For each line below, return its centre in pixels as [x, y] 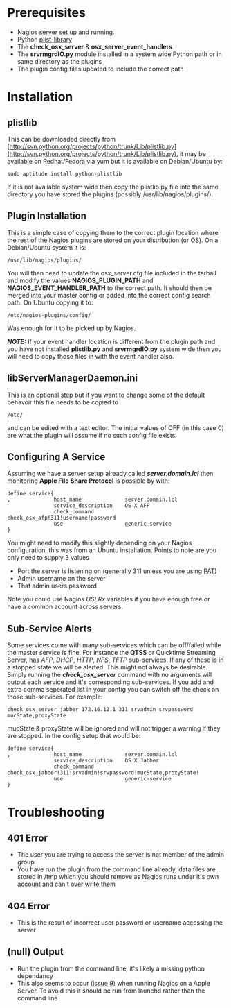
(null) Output [36, 952]
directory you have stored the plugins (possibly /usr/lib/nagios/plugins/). [110, 194]
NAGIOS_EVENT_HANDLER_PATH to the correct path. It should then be [110, 288]
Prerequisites [47, 13]
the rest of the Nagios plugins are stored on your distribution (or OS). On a [113, 240]
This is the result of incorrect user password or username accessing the [120, 923]
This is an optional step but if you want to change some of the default [106, 395]
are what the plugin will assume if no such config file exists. [92, 435]
